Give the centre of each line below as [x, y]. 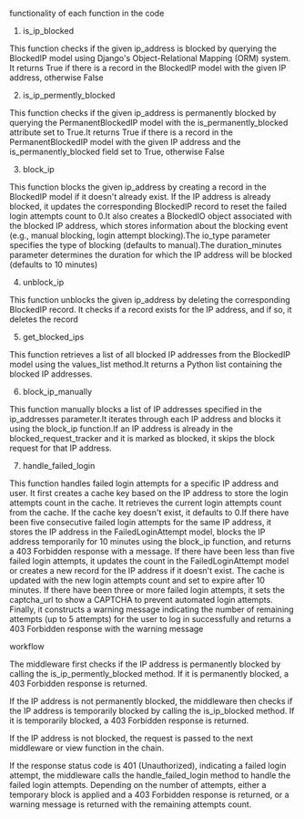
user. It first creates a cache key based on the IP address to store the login [149, 493]
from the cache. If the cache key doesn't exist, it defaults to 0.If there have [149, 513]
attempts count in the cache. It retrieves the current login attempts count [146, 503]
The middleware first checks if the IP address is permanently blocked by [145, 664]
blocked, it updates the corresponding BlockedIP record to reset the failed [148, 206]
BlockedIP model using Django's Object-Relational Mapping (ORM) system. [150, 58]
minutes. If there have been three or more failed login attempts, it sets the [147, 590]
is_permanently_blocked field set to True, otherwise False [117, 151]
